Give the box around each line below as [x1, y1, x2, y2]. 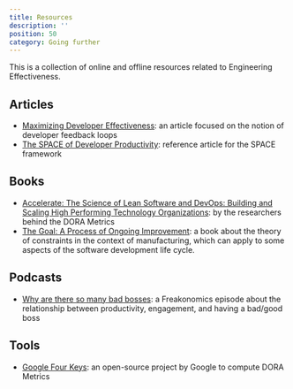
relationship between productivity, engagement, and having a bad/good [21, 302, 283, 314]
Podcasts [9, 271, 63, 286]
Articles [9, 96, 55, 111]
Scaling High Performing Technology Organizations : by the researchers [21, 207, 282, 217]
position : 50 [9, 29, 57, 38]
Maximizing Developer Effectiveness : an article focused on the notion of [21, 120, 285, 131]
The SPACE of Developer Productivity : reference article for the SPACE [21, 139, 276, 150]
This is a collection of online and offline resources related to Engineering [9, 62, 273, 72]
